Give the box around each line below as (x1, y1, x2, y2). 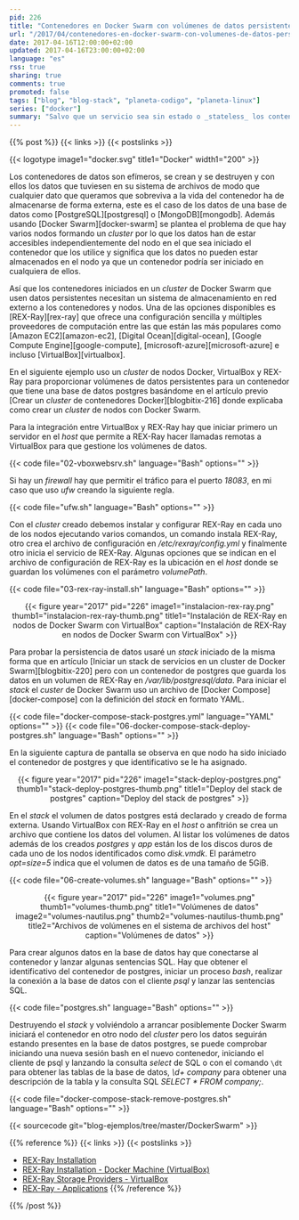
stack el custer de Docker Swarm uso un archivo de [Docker (9, 685, 230, 695)
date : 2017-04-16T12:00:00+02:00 (9, 37, 133, 47)
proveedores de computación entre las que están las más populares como (9, 321, 282, 332)
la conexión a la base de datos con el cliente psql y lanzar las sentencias (9, 976, 276, 987)
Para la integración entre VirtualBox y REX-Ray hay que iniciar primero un (9, 422, 278, 433)
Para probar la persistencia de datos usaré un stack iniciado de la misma (9, 647, 276, 657)
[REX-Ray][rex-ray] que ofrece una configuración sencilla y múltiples (9, 312, 263, 322)
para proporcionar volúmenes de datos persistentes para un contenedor (25, 376, 290, 387)
